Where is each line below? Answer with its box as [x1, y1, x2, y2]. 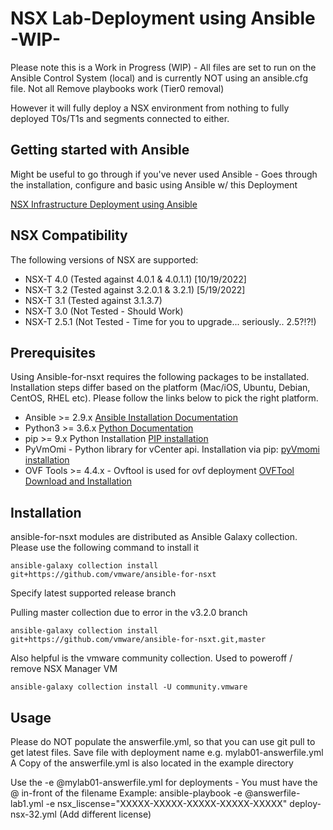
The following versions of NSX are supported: [10, 253, 199, 266]
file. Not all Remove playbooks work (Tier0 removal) [10, 82, 225, 94]
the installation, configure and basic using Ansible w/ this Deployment [10, 178, 298, 191]
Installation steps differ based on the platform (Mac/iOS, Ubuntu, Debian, [10, 382, 311, 394]
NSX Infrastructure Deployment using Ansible [10, 198, 198, 210]
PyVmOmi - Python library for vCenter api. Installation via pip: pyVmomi [24, 443, 320, 456]
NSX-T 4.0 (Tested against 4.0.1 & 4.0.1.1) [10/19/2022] [24, 273, 247, 285]
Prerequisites [10, 344, 96, 361]
